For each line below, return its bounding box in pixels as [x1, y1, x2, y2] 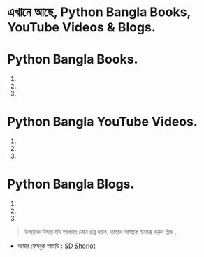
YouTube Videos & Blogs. [7, 20, 156, 36]
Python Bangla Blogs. [7, 176, 135, 192]
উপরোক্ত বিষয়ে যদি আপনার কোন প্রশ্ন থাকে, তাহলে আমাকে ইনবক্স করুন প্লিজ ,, [24, 228, 178, 236]
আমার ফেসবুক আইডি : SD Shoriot [17, 242, 96, 250]
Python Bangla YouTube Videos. [7, 114, 198, 130]
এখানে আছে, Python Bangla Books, [7, 4, 191, 20]
